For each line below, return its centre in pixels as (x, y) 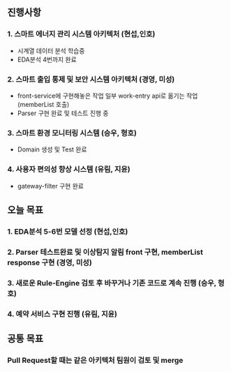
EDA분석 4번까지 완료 (47, 59)
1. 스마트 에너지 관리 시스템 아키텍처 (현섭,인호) (81, 34)
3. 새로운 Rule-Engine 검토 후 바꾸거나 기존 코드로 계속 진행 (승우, (112, 283)
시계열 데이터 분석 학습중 (51, 50)
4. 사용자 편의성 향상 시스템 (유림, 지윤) (69, 170)
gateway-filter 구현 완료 (50, 186)
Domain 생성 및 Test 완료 (52, 149)
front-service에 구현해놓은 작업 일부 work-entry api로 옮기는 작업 (107, 96)
